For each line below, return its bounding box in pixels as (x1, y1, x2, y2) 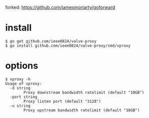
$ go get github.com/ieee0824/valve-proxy (5, 38, 97, 44)
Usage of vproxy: (5, 81, 42, 86)
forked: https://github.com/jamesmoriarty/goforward (5, 5, 115, 10)
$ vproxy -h (5, 76, 31, 82)
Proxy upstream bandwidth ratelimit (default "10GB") (23, 107, 140, 113)
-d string (10, 86, 31, 91)
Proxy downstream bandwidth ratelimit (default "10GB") (23, 90, 144, 95)
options (5, 60, 38, 71)
